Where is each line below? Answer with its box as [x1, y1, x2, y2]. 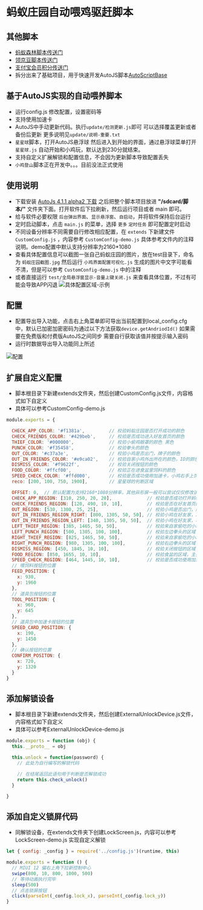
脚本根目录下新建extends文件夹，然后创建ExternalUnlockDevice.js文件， [14, 711, 196, 718]
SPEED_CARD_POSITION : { [11, 624, 71, 630]
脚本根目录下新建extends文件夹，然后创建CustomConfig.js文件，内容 [14, 390, 188, 397]
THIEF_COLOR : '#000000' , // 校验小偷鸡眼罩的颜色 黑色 [11, 439, 174, 445]
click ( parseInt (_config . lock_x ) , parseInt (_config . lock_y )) [11, 893, 166, 899]
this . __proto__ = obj [11, 743, 66, 750]
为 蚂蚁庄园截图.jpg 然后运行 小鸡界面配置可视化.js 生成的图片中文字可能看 [14, 258, 193, 265]
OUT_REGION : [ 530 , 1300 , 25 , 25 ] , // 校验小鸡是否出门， [11, 506, 196, 512]
